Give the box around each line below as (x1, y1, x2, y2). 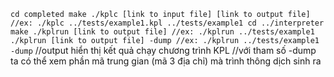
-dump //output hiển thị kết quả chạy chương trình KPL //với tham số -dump (10, 45, 317, 56)
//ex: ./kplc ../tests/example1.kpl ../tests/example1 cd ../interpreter (10, 18, 325, 28)
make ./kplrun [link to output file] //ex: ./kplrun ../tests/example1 (10, 27, 315, 37)
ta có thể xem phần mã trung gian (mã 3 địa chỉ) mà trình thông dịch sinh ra (10, 55, 322, 67)
